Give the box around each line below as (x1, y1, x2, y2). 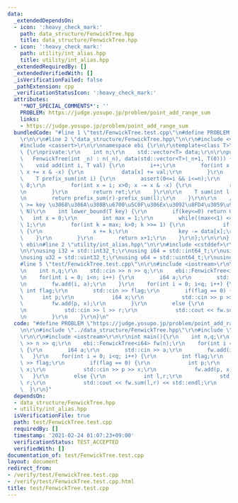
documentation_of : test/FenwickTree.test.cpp (7, 451, 144, 459)
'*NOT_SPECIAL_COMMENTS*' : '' (20, 103, 110, 110)
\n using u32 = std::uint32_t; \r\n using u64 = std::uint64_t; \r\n (20, 254, 217, 261)
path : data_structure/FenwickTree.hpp (20, 30, 135, 38)
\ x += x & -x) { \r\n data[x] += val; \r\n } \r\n (20, 168, 223, 176)
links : (20, 115, 40, 123)
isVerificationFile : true (13, 412, 91, 419)
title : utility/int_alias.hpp (20, 57, 110, 64)
